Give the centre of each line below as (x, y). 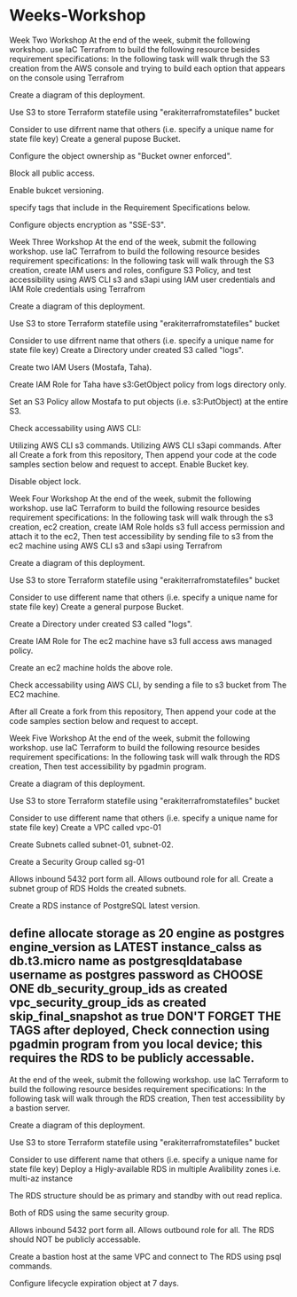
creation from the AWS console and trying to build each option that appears (147, 68)
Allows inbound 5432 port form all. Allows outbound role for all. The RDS (142, 1230)
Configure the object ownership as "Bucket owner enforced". (121, 155)
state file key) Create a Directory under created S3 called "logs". (126, 350)
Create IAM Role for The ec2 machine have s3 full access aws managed (141, 641)
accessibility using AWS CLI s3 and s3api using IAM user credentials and (142, 279)
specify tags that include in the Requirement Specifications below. (130, 207)
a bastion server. (40, 1108)
